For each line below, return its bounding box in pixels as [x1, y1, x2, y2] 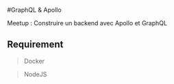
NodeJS [23, 70, 47, 78]
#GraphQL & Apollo [7, 6, 62, 14]
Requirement [7, 39, 64, 51]
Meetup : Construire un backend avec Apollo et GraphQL [7, 19, 168, 27]
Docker [23, 57, 45, 65]
